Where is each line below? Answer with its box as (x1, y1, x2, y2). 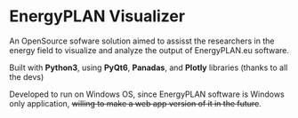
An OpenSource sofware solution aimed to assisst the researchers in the (9, 35, 275, 46)
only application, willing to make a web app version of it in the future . (9, 98, 262, 108)
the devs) (9, 71, 44, 82)
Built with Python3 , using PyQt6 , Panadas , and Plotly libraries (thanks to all (9, 62, 288, 73)
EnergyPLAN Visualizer (9, 6, 185, 27)
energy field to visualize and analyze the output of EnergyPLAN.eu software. (9, 44, 290, 55)
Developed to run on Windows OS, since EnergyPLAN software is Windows (9, 89, 285, 99)
